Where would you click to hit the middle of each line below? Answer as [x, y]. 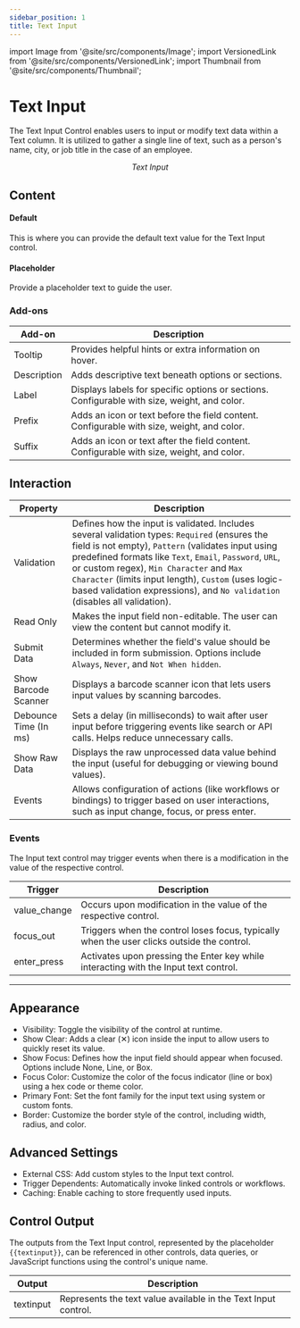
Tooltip [28, 355]
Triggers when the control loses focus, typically [180, 930]
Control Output [52, 1221]
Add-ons [29, 311]
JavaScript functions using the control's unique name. [108, 1262]
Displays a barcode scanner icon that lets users [171, 684]
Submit [29, 647]
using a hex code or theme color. [83, 1087]
